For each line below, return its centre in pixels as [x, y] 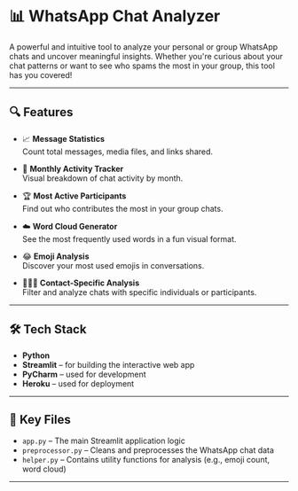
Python [36, 355]
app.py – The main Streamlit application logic [104, 441]
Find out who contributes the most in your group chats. [122, 208]
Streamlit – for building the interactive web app [108, 364]
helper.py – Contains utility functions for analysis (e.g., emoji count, [146, 460]
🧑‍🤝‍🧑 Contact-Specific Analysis [81, 283]
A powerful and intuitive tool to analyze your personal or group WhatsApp [144, 47]
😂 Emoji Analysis [56, 256]
